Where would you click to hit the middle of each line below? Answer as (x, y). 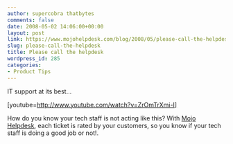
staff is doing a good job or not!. (53, 133)
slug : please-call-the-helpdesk (54, 46)
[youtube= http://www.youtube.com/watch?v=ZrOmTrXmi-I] (92, 105)
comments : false (31, 20)
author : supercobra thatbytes (51, 13)
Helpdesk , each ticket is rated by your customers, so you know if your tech (114, 125)
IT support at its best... (40, 91)
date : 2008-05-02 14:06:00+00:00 (55, 26)
